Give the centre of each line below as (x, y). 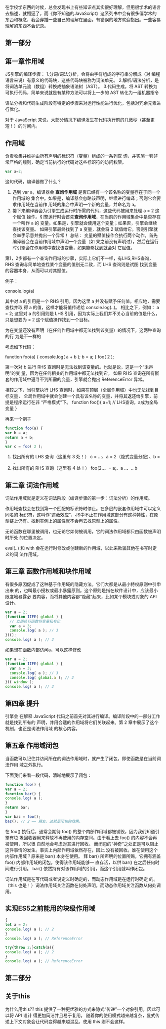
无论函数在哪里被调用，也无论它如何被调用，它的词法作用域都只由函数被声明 (83, 532)
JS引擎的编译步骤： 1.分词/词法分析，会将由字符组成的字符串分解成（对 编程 (83, 74)
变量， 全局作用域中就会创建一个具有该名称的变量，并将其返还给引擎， (81, 396)
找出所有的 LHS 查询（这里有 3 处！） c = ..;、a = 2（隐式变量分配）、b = (86, 457)
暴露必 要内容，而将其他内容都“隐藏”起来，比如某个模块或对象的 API (87, 596)
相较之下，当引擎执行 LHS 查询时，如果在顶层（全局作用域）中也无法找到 (80, 390)
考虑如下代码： (20, 347)
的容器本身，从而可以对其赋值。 (38, 270)
